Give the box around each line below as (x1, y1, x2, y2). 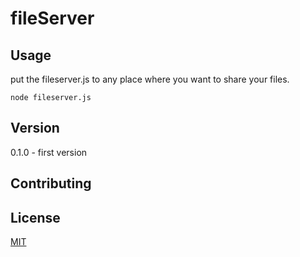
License (10, 209, 61, 226)
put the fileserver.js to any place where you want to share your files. (10, 73, 290, 85)
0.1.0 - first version (10, 146, 88, 158)
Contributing (10, 175, 92, 192)
